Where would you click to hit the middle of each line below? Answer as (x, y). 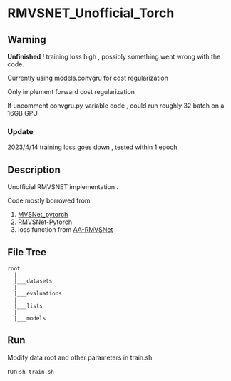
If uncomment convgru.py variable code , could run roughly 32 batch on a (116, 106)
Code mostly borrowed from (49, 200)
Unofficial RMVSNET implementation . (63, 187)
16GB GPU (22, 113)
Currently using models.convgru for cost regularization (88, 78)
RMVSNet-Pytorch (45, 222)
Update (20, 131)
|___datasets (33, 281)
